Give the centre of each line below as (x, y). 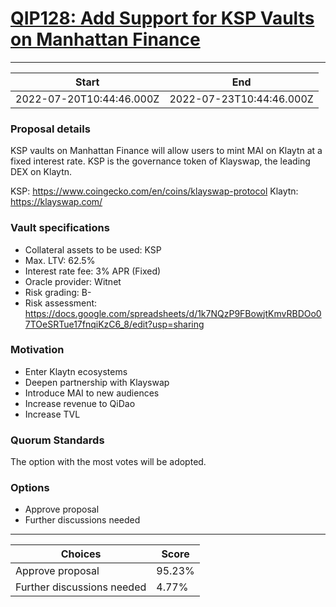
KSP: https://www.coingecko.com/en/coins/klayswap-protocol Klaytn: (154, 191)
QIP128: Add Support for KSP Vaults (162, 18)
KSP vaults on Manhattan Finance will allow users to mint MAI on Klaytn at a (166, 151)
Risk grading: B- (58, 292)
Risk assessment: (61, 303)
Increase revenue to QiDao (80, 403)
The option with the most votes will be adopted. (108, 462)
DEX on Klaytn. (41, 172)
